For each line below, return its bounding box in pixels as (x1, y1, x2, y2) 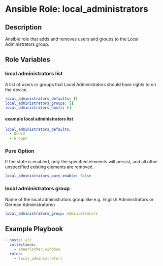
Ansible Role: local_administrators (5, 3, 149, 15)
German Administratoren (5, 202, 55, 207)
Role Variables (5, 56, 50, 64)
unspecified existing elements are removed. (5, 164, 94, 170)
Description (5, 23, 42, 31)
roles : (9, 251, 23, 256)
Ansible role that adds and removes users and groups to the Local (5, 36, 139, 42)
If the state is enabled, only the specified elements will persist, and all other (5, 159, 158, 165)
